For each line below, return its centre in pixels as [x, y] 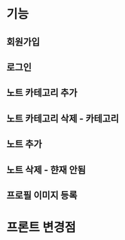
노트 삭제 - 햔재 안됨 [46, 170]
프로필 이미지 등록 [42, 195]
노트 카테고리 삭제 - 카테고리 [63, 118]
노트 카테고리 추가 [42, 93]
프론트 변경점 [41, 228]
